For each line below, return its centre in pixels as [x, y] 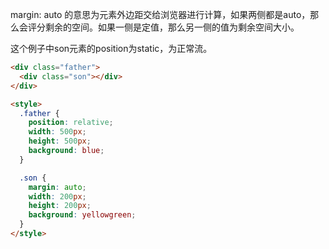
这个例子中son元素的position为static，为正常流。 [111, 48]
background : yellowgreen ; [82, 215]
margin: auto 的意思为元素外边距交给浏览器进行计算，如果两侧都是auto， [160, 14]
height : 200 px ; [60, 206]
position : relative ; [71, 123]
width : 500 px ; [57, 132]
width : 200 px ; [57, 196]
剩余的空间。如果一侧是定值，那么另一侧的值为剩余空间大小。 [172, 27]
